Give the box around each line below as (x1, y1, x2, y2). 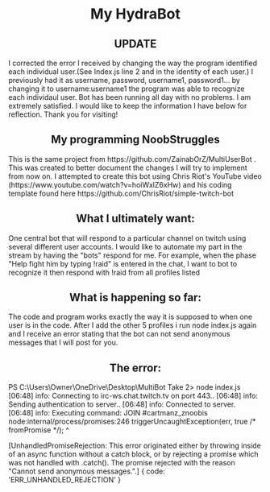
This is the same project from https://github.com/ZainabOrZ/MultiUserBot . (8, 154, 256, 163)
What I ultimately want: (76, 212, 195, 225)
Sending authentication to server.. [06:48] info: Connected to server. (8, 399, 236, 409)
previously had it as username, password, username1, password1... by (8, 76, 240, 85)
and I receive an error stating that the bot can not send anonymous (8, 329, 231, 339)
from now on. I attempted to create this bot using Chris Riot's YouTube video (8, 171, 262, 181)
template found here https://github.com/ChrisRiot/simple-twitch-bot (8, 188, 235, 198)
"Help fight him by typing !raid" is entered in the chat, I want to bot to (8, 258, 238, 268)
